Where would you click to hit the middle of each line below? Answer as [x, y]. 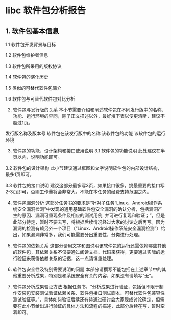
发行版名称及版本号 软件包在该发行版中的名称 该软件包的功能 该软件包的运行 [86, 133]
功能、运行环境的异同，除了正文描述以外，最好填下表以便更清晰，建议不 [89, 116]
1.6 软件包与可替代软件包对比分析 [40, 99]
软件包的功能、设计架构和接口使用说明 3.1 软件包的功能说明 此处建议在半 [89, 151]
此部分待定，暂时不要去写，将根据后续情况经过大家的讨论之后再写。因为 [89, 222]
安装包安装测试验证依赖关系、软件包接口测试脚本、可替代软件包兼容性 [91, 293]
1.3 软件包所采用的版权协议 [33, 66]
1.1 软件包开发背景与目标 [31, 44]
